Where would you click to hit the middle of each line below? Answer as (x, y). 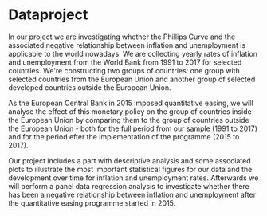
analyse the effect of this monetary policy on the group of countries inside (130, 111)
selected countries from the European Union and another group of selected (132, 79)
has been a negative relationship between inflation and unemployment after (132, 194)
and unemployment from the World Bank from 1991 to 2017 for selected (125, 62)
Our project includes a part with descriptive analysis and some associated (130, 160)
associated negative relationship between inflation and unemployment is (127, 45)
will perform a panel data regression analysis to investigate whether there (129, 186)
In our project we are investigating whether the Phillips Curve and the (122, 37)
